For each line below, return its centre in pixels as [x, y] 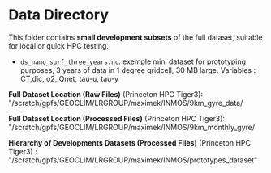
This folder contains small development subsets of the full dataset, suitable [135, 37]
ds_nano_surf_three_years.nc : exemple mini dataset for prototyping [133, 61]
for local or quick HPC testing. [59, 45]
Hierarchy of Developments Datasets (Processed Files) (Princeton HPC [130, 142]
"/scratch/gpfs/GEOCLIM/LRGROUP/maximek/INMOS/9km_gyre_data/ [126, 103]
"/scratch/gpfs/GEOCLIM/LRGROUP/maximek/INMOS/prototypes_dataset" [133, 160]
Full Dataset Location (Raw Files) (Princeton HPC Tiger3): [106, 94]
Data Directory [59, 15]
